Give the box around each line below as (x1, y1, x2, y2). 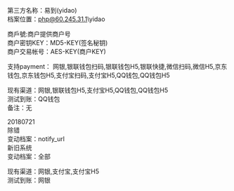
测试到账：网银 (7, 176, 51, 184)
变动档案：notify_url (7, 135, 65, 143)
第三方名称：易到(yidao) (7, 6, 77, 14)
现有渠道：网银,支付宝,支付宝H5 (7, 167, 100, 176)
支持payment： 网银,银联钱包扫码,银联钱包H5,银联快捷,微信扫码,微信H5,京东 (7, 62, 228, 70)
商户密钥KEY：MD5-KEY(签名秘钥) (7, 39, 108, 47)
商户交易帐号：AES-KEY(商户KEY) (7, 48, 107, 55)
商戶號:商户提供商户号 (7, 30, 72, 38)
